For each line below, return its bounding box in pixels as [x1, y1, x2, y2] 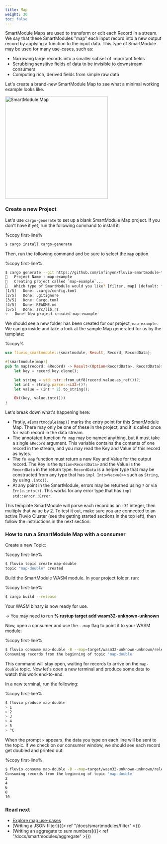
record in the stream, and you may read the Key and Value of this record [12, 446, 161, 452]
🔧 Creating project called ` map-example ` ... [5, 279, 103, 284]
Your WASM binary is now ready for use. [5, 603, 88, 609]
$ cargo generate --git [5, 270, 55, 275]
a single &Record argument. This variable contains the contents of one [12, 440, 155, 446]
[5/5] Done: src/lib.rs [5, 307, 59, 312]
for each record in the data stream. [12, 430, 84, 436]
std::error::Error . [12, 493, 52, 499]
